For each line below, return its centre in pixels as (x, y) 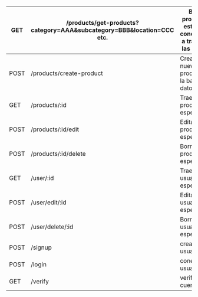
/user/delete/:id (52, 227)
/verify (39, 281)
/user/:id (42, 178)
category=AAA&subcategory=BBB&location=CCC (102, 30)
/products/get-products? (103, 23)
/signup (41, 247)
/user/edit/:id (48, 202)
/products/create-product (67, 73)
